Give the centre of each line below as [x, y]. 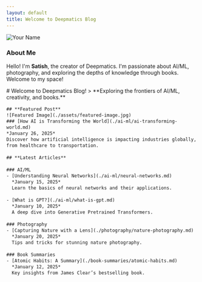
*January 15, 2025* [36, 182]
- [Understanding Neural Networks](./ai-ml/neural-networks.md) [89, 176]
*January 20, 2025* [36, 237]
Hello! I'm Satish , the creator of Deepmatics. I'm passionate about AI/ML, [98, 66]
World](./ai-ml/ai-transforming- [135, 121]
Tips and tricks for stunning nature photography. [77, 243]
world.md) [19, 127]
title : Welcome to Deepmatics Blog [51, 19]
